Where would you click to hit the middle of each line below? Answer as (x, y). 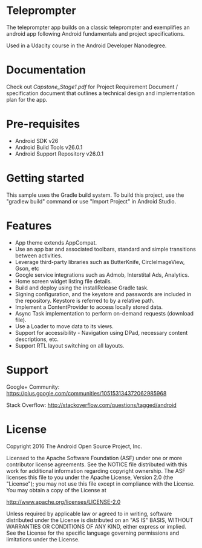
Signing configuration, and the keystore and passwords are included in (103, 294)
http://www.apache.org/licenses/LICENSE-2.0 (64, 502)
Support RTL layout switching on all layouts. (70, 345)
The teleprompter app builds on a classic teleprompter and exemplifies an (98, 27)
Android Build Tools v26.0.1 (49, 147)
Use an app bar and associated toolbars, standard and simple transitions (106, 249)
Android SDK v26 (37, 140)
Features (29, 226)
